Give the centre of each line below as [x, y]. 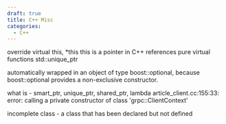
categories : [24, 26]
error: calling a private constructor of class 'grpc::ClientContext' [98, 101]
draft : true [24, 13]
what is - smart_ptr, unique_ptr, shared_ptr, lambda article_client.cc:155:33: [113, 93]
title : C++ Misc [30, 20]
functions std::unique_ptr [43, 60]
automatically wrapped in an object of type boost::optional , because [104, 73]
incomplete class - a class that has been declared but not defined [100, 114]
